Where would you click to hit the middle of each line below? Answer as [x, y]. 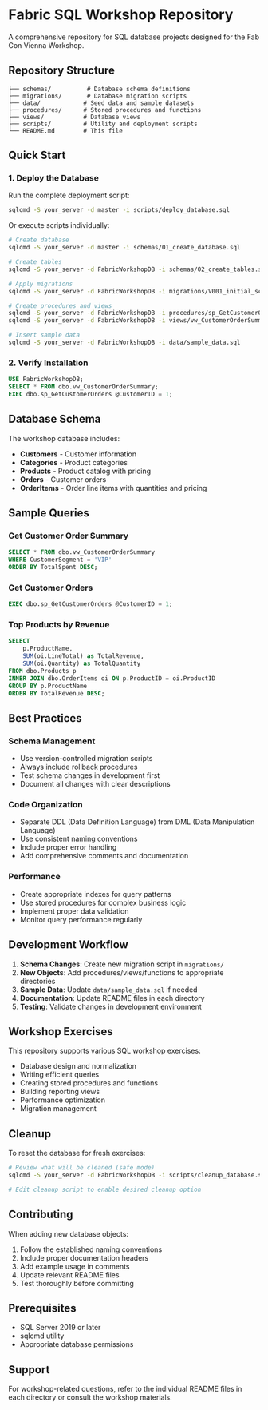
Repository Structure [62, 71]
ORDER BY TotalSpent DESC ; [53, 568]
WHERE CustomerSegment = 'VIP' [60, 560]
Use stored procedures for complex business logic [103, 902]
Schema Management [52, 741]
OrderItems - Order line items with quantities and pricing [113, 488]
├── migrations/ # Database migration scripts [98, 96]
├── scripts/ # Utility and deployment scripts [103, 124]
